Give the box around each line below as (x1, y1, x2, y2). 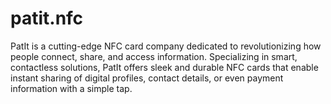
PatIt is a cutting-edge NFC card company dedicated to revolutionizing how (10, 40, 322, 52)
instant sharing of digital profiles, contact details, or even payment (10, 72, 284, 84)
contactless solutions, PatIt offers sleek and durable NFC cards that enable (10, 61, 319, 73)
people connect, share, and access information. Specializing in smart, (10, 50, 298, 62)
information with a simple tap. (10, 82, 133, 94)
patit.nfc (10, 7, 84, 30)
